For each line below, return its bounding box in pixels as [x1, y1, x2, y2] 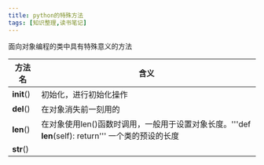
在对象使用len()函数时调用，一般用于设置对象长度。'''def [41, 119, 251, 130]
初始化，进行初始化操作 [41, 89, 128, 100]
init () [12, 88, 31, 99]
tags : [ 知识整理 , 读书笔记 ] [8, 19, 87, 27]
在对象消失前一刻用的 [41, 104, 120, 115]
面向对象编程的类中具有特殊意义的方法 [8, 41, 132, 51]
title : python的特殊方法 [8, 11, 84, 20]
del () [12, 103, 31, 114]
